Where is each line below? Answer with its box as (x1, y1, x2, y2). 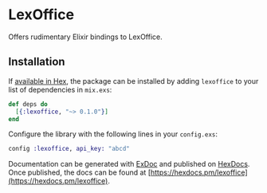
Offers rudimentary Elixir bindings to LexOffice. (8, 32, 163, 41)
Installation (8, 55, 65, 69)
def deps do (8, 100, 48, 108)
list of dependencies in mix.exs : (8, 85, 112, 94)
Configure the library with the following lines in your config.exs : (8, 129, 218, 139)
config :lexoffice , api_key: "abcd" (8, 145, 130, 153)
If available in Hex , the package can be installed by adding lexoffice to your (8, 76, 259, 85)
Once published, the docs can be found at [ (8, 167, 151, 177)
